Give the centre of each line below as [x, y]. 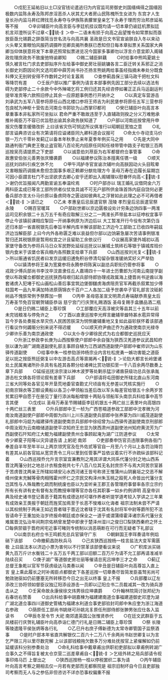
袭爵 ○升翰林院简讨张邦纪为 [127, 591]
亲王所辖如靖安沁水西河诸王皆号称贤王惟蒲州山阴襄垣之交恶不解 [97, 471]
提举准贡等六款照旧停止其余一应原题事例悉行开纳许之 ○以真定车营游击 [82, 95]
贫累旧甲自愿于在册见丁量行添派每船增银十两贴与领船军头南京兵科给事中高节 [84, 396]
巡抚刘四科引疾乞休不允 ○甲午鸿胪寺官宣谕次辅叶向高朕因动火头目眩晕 [82, 164]
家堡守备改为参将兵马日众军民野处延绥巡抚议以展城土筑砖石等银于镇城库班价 [84, 246]
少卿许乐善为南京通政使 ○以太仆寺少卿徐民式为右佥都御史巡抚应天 [78, 333]
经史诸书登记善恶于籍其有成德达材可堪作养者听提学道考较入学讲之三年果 [88, 497]
